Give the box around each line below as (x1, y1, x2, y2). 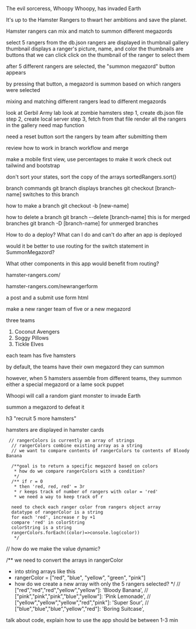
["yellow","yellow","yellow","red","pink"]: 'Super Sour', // (14, 599, 149, 606)
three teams (6, 317, 35, 324)
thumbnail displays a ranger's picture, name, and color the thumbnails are (6, 45, 184, 52)
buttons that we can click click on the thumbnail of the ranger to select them (6, 52, 190, 58)
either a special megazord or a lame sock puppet (6, 381, 124, 388)
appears (6, 69, 26, 76)
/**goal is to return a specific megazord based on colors (11, 463, 159, 469)
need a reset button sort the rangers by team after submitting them (6, 133, 167, 140)
